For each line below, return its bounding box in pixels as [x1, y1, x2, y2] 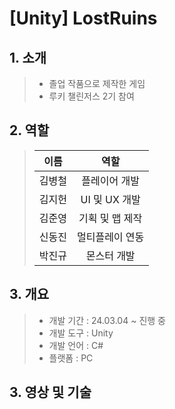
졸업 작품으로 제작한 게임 [48, 78, 146, 89]
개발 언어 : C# [48, 339, 104, 351]
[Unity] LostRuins [9, 7, 158, 30]
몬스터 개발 [85, 248, 136, 262]
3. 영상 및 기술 [9, 384, 92, 401]
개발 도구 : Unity [48, 327, 114, 339]
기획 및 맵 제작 [78, 211, 143, 225]
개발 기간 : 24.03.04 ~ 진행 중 [48, 314, 166, 326]
